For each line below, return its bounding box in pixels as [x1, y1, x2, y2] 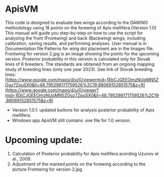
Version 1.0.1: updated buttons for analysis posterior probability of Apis [12, 107, 155, 113]
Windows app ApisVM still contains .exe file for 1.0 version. [12, 117, 131, 123]
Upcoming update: [5, 134, 82, 146]
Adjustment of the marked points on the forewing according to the [12, 161, 146, 167]
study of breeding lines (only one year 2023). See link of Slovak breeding [5, 66, 153, 72]
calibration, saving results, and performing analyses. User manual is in [5, 40, 147, 46]
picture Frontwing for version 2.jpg [12, 166, 82, 172]
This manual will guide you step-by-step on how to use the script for [5, 30, 143, 36]
